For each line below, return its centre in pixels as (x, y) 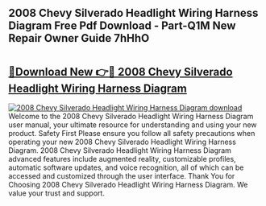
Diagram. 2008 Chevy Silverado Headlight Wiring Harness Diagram (120, 150)
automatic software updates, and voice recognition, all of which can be (126, 167)
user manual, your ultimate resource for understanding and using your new (133, 125)
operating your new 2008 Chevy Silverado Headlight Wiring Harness (122, 142)
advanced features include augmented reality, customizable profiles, (122, 159)
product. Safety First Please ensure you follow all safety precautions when (132, 133)
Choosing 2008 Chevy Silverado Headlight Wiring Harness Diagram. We (128, 185)
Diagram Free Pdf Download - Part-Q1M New (122, 26)
